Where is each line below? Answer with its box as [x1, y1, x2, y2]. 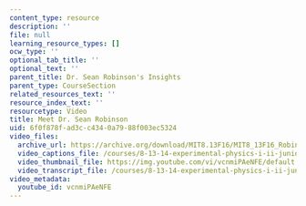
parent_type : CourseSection [9, 81, 117, 90]
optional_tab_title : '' [9, 56, 100, 65]
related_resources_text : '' [9, 89, 117, 98]
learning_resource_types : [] [9, 38, 120, 48]
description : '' [9, 22, 71, 31]
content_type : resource [9, 13, 100, 23]
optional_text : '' [9, 65, 79, 74]
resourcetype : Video [9, 107, 88, 116]
